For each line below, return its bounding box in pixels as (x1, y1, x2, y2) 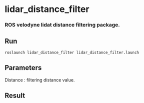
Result (4, 91, 25, 100)
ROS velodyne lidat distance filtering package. (4, 21, 120, 28)
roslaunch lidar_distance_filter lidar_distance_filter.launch (4, 50, 139, 55)
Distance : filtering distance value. (4, 76, 75, 83)
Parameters (4, 63, 42, 72)
